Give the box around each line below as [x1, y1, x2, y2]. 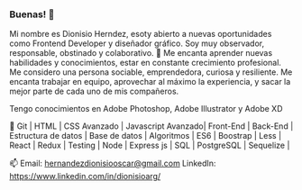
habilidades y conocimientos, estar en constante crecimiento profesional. [9, 58, 282, 68]
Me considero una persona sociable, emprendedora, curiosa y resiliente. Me [9, 67, 293, 77]
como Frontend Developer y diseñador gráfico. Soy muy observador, [9, 38, 265, 49]
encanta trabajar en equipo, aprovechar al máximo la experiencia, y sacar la [9, 77, 291, 87]
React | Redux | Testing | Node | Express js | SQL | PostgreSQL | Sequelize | [9, 140, 290, 151]
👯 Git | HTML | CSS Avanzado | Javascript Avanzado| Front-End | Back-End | [9, 121, 294, 131]
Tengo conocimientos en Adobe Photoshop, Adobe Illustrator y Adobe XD [9, 104, 283, 114]
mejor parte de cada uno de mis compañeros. [9, 86, 179, 97]
